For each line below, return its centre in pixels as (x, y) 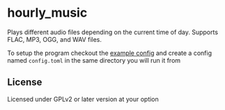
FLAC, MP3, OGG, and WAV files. (55, 39)
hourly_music (47, 13)
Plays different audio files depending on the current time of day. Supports (113, 32)
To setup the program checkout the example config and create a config (110, 53)
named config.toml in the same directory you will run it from (94, 60)
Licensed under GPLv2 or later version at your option (83, 99)
